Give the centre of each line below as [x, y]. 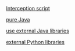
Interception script [28, 8]
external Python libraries [35, 42]
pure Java [18, 19]
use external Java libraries [38, 31]
